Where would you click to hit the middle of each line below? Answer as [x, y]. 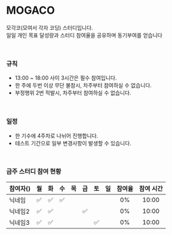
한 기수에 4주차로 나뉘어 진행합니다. [56, 136]
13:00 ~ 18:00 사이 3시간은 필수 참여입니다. [66, 78]
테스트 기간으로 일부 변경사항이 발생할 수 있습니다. [73, 143]
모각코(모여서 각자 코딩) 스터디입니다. [50, 28]
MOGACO [30, 10]
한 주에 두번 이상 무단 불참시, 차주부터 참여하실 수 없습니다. [83, 86]
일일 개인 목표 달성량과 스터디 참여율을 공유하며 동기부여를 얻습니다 [84, 35]
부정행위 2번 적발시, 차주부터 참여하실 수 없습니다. [73, 93]
